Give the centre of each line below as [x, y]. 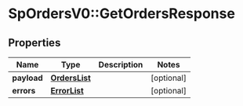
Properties [34, 43]
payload [27, 78]
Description [121, 65]
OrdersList [71, 78]
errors [24, 91]
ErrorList [67, 91]
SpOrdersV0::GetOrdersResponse [121, 14]
